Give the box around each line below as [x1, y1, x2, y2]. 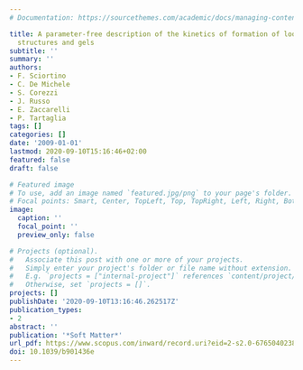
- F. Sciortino [9, 71, 67, 81]
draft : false [9, 163, 59, 172]
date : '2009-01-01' [9, 139, 83, 148]
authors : [9, 63, 42, 72]
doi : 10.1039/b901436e [9, 347, 95, 356]
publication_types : [9, 305, 83, 314]
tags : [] [9, 122, 42, 131]
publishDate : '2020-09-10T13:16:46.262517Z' [9, 297, 179, 306]
